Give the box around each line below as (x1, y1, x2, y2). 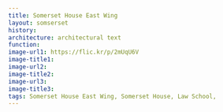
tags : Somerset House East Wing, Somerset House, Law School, (8, 92, 217, 100)
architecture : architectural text (8, 33, 122, 42)
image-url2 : (8, 63, 47, 71)
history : (8, 26, 37, 34)
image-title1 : (8, 56, 55, 64)
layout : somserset (8, 19, 69, 27)
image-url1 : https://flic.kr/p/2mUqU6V (8, 48, 139, 56)
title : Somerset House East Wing (8, 11, 118, 20)
